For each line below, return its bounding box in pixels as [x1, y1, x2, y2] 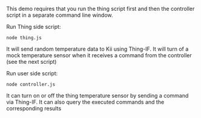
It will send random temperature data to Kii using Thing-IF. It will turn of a [6, 45, 189, 52]
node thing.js [6, 35, 42, 41]
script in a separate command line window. [6, 11, 113, 19]
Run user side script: [6, 70, 58, 77]
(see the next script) [6, 58, 57, 65]
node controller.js [6, 81, 56, 87]
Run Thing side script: [6, 23, 61, 30]
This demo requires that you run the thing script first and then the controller [6, 5, 195, 12]
